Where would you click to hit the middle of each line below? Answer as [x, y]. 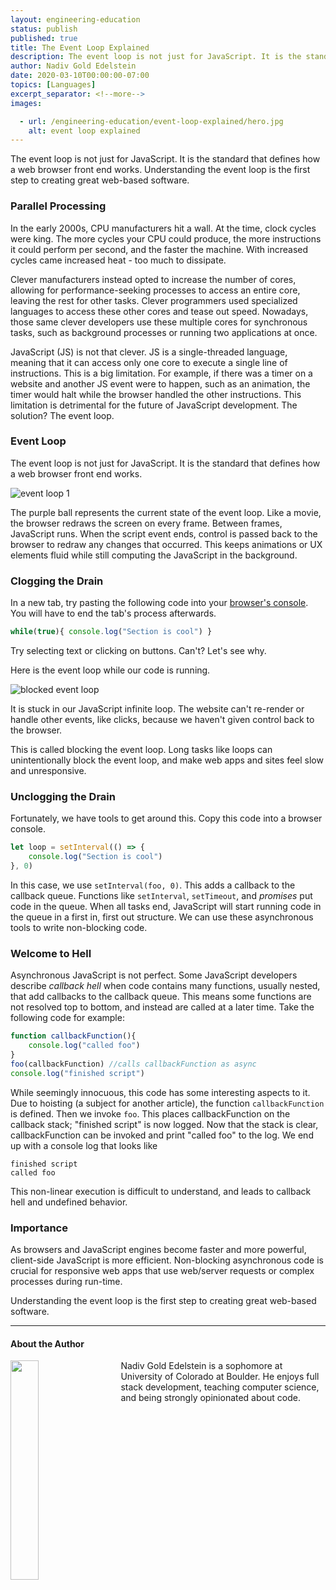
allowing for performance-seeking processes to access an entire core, [155, 290]
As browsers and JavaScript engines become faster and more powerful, [158, 1249]
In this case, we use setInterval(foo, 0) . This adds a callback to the [153, 885]
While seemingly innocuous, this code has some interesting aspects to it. [160, 1092]
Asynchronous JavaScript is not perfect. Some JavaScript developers [154, 975]
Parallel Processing [58, 206]
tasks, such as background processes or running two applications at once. [164, 332]
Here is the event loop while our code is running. [110, 670]
